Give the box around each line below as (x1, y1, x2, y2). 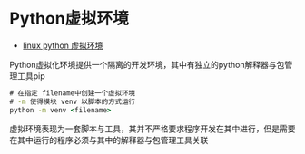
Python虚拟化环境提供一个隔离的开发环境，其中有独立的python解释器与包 (9, 59, 285, 70)
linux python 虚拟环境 (22, 40, 103, 51)
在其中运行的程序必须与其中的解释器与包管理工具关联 (9, 134, 209, 145)
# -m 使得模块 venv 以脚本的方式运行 (9, 97, 136, 106)
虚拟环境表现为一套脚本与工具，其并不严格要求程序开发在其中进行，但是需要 (9, 123, 296, 134)
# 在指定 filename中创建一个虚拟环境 (9, 88, 136, 98)
